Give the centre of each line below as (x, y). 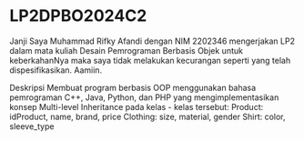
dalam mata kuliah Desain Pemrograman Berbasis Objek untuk (127, 50)
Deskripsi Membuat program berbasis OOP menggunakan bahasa (133, 87)
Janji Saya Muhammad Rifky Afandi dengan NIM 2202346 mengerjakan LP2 (152, 41)
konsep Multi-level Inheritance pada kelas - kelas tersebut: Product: (137, 106)
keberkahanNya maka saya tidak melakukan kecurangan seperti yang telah (150, 60)
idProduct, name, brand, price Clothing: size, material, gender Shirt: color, (147, 116)
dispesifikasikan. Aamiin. (56, 70)
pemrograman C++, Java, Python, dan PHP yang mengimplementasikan (144, 97)
